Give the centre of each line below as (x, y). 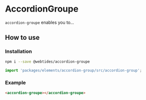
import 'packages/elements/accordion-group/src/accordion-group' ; (73, 70)
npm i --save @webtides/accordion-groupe (48, 62)
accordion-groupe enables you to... (40, 22)
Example (16, 83)
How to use (22, 38)
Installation (19, 51)
